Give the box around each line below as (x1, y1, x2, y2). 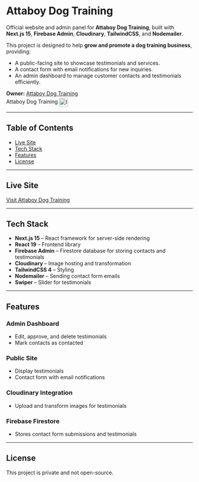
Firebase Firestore (6, 417, 60, 425)
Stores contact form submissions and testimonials (14, 430, 137, 437)
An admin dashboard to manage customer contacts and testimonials (14, 72, 182, 79)
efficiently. (14, 78, 41, 85)
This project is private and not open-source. (6, 469, 114, 476)
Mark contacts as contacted (14, 340, 84, 347)
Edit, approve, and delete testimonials (14, 333, 107, 340)
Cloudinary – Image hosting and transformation (14, 260, 131, 267)
